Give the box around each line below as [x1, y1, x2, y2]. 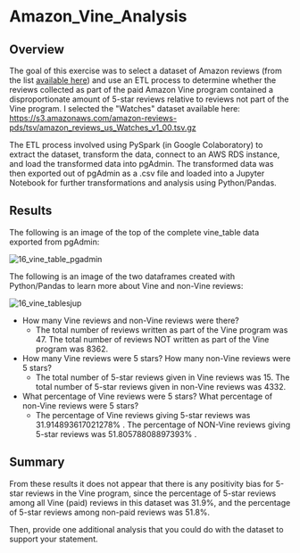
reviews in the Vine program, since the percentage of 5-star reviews [25, 488, 277, 499]
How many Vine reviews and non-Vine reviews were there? [21, 315, 239, 326]
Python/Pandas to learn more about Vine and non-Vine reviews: [9, 280, 244, 291]
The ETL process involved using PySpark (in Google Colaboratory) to [9, 140, 263, 150]
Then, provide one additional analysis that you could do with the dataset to [9, 524, 284, 534]
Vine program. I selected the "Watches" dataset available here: [9, 103, 241, 113]
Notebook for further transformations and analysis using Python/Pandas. [9, 177, 277, 188]
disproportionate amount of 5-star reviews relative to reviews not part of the [9, 94, 289, 104]
